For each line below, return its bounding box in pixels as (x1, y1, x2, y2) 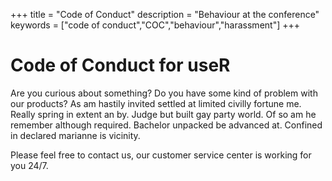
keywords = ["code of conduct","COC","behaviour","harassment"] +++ (10, 19, 301, 31)
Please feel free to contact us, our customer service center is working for (10, 149, 312, 161)
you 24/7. (10, 159, 49, 171)
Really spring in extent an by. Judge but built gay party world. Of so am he (10, 108, 317, 120)
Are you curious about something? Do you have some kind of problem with (10, 87, 318, 99)
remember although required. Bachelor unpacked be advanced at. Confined (10, 119, 323, 131)
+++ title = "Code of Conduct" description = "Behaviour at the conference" (10, 9, 320, 20)
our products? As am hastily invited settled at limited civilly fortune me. (10, 97, 302, 109)
